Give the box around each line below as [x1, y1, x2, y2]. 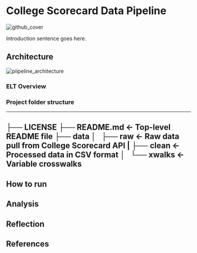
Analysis [6, 199, 39, 209]
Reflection [6, 219, 45, 229]
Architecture [6, 52, 54, 62]
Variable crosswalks [6, 159, 82, 169]
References [6, 239, 49, 249]
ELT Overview [6, 82, 46, 90]
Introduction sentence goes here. [6, 35, 87, 42]
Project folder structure [6, 98, 74, 106]
